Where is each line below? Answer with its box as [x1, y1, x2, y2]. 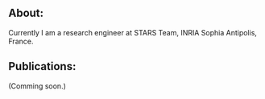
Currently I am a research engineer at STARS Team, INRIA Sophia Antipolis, [8, 27, 258, 37]
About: [8, 6, 44, 20]
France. [8, 36, 34, 46]
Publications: [8, 60, 77, 73]
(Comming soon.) [8, 80, 67, 91]
